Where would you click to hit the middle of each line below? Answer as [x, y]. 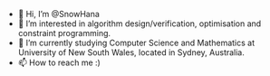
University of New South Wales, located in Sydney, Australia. [131, 52]
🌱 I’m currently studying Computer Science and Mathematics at [136, 43]
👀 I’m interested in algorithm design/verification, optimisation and [140, 24]
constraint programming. [64, 33]
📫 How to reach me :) [59, 62]
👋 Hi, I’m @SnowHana [58, 14]
